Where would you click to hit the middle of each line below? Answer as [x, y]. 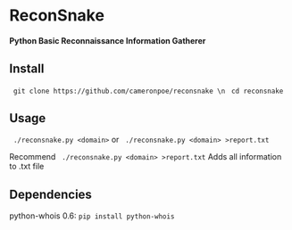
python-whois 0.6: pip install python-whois [92, 216]
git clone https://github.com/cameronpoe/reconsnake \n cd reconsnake [148, 91]
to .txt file [27, 167]
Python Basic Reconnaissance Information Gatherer [108, 40]
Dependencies [50, 194]
